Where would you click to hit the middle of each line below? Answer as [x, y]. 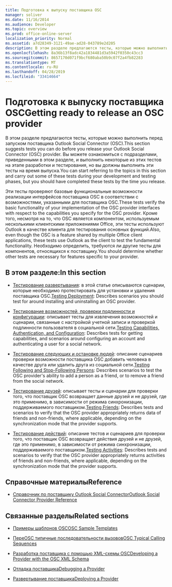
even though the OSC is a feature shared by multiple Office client [74, 235]
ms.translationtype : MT [31, 62]
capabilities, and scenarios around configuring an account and [79, 338]
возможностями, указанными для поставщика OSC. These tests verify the [85, 202]
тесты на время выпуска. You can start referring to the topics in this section [86, 170]
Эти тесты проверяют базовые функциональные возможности [74, 191]
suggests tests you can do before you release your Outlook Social [75, 148]
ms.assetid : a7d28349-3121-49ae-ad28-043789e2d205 [60, 44]
